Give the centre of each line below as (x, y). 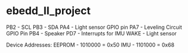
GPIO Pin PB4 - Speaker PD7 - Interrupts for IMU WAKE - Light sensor (92, 33)
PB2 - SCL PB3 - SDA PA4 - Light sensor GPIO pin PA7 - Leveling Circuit (94, 27)
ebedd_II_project (48, 11)
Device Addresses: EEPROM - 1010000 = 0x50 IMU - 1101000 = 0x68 (90, 45)
